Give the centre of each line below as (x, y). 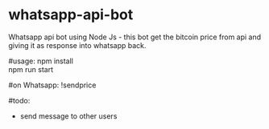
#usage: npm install (41, 61)
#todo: (19, 100)
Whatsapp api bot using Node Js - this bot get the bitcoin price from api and (135, 37)
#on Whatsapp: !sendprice (52, 85)
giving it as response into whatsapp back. (77, 45)
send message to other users (68, 116)
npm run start (31, 69)
